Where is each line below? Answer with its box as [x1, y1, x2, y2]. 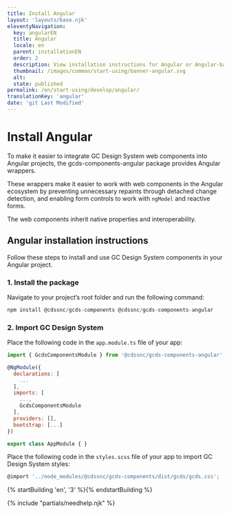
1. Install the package [7, 278, 79, 287]
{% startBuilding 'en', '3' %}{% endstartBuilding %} [7, 486, 153, 494]
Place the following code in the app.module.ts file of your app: [7, 338, 183, 347]
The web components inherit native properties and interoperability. [7, 214, 197, 223]
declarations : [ [13, 370, 60, 377]
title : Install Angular [7, 10, 76, 17]
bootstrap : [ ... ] [13, 421, 63, 428]
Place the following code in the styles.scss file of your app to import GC [7, 453, 213, 461]
